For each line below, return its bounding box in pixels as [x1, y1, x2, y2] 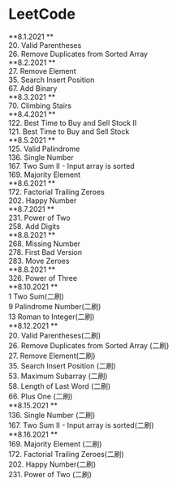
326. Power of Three [8, 273, 78, 282]
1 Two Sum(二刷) [8, 291, 65, 301]
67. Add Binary [8, 83, 58, 93]
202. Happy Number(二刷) [8, 459, 97, 469]
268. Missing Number [8, 239, 81, 248]
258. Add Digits [8, 221, 61, 231]
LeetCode [8, 5, 76, 24]
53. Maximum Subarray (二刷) [8, 371, 108, 381]
